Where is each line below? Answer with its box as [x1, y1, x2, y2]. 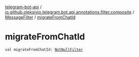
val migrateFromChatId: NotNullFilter [5, 47, 83, 52]
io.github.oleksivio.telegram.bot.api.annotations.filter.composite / [5, 9, 134, 15]
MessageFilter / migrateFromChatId [5, 14, 76, 20]
